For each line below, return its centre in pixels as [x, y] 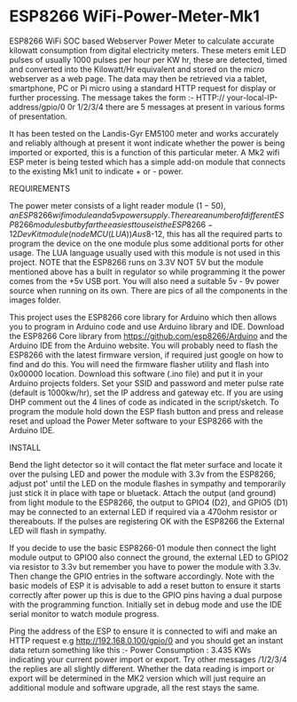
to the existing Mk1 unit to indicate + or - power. [96, 171]
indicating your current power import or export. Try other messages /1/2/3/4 [148, 659]
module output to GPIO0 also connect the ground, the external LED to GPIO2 [149, 557]
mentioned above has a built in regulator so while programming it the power [147, 272]
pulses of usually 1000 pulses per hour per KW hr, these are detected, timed [148, 59]
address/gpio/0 [37, 106]
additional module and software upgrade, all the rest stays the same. [134, 687]
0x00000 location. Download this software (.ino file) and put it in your [136, 374]
